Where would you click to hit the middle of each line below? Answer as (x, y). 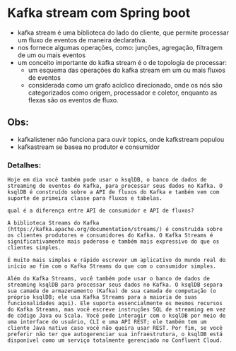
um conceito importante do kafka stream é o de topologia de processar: (122, 62)
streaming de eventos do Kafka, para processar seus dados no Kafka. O (115, 186)
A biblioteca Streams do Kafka (53, 223)
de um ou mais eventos (52, 55)
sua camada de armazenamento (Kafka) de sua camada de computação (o (112, 291)
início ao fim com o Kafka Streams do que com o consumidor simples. (112, 266)
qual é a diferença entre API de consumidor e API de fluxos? (101, 211)
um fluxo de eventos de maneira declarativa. (82, 40)
